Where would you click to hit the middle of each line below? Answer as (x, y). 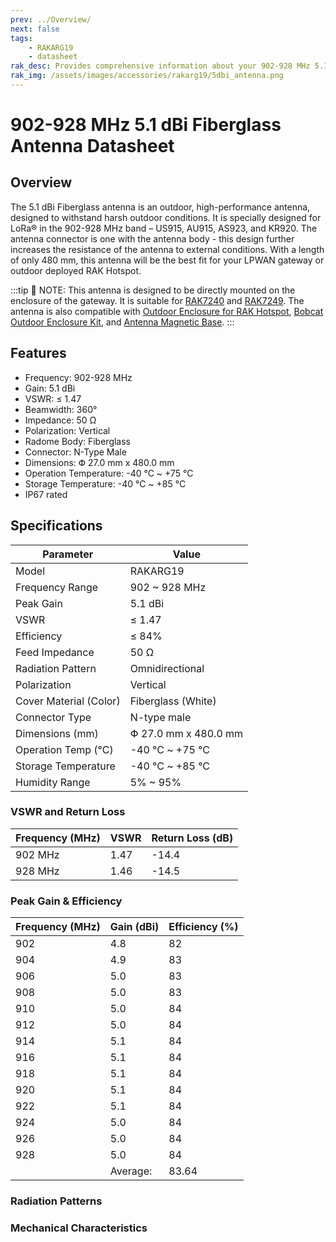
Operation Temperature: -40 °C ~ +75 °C (109, 473)
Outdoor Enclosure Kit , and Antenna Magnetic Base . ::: (122, 322)
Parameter (68, 554)
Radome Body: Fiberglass (78, 441)
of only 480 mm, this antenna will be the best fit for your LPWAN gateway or (167, 260)
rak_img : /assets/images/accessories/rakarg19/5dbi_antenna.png (147, 76)
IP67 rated (46, 494)
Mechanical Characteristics (79, 1228)
